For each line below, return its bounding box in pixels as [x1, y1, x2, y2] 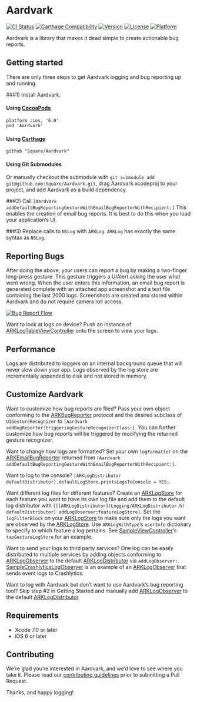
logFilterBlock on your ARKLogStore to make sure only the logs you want [6, 514, 186, 521]
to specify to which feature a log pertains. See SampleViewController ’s [6, 526, 177, 534]
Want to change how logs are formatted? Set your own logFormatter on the [6, 448, 188, 455]
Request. [6, 678, 28, 685]
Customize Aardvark [6, 389, 84, 399]
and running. [6, 80, 37, 87]
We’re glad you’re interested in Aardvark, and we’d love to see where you [6, 665, 183, 672]
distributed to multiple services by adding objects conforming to [6, 551, 162, 558]
